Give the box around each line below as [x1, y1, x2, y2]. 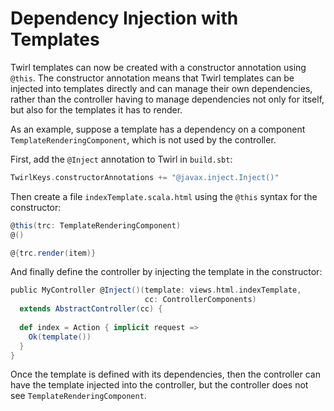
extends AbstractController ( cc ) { [19, 304, 163, 314]
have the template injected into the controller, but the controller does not [10, 379, 309, 391]
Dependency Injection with [10, 7, 239, 30]
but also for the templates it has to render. [10, 103, 183, 116]
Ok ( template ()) [28, 332, 92, 342]
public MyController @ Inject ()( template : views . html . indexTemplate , [10, 285, 302, 296]
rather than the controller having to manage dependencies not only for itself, [10, 93, 325, 105]
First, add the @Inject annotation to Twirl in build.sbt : [10, 153, 233, 165]
